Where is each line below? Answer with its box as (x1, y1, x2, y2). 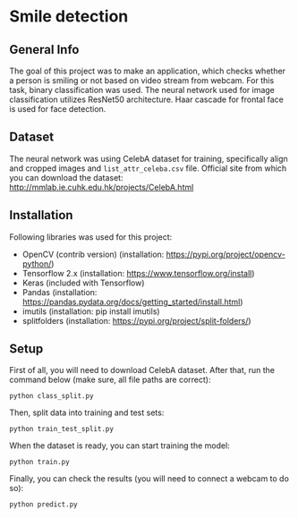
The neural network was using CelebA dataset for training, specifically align (9, 153, 288, 164)
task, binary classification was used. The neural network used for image (9, 85, 276, 95)
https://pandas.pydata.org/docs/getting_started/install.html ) (21, 296, 243, 307)
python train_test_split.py (9, 425, 115, 434)
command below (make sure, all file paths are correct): (9, 374, 211, 386)
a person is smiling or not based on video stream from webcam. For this (9, 75, 275, 86)
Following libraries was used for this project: (9, 231, 173, 242)
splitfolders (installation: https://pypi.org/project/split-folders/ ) (21, 315, 252, 326)
